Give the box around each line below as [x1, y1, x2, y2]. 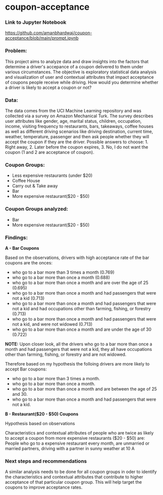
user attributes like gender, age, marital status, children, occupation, [5, 118, 142, 124]
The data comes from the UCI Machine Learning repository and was [5, 108, 142, 114]
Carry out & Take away [12, 183, 58, 189]
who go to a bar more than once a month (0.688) [12, 274, 110, 280]
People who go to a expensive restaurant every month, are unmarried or [5, 440, 150, 446]
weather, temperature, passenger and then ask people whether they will [5, 134, 149, 140]
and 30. [12, 391, 28, 397]
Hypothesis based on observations [5, 420, 75, 426]
